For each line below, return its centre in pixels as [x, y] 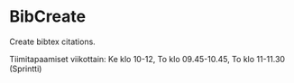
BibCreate [48, 17]
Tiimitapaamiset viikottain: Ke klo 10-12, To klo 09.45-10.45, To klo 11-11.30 [147, 59]
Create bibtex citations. [53, 41]
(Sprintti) [26, 69]
